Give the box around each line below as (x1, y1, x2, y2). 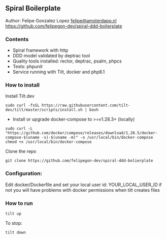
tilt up (5, 211, 22, 216)
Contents (5, 36, 29, 43)
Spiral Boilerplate (5, 4, 61, 13)
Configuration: (5, 170, 42, 177)
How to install (5, 81, 40, 88)
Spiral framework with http (12, 47, 69, 53)
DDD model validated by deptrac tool (12, 53, 90, 59)
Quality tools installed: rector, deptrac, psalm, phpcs (12, 58, 122, 64)
